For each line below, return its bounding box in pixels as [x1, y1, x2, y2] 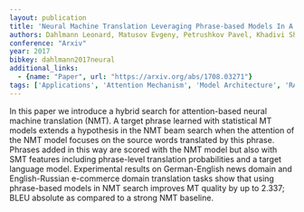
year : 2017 [9, 47, 51, 56]
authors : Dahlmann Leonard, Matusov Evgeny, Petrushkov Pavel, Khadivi [9, 30, 285, 39]
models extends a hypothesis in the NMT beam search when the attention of [9, 124, 295, 136]
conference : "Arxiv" [9, 38, 88, 48]
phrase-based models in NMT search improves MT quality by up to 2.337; [9, 182, 285, 193]
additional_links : [9, 64, 79, 73]
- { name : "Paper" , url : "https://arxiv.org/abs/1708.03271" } [17, 72, 253, 82]
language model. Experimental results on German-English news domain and [9, 163, 292, 174]
